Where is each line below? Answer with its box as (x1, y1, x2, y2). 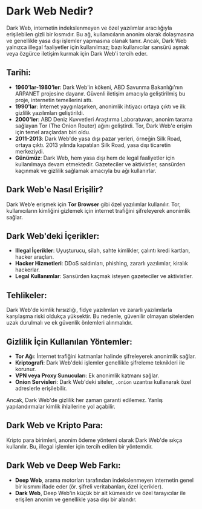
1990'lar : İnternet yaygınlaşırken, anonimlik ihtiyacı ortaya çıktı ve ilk (15, 103, 186, 110)
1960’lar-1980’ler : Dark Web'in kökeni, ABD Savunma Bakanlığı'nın (15, 83, 183, 91)
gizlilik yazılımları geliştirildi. (15, 109, 85, 116)
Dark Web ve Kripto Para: (6, 420, 103, 430)
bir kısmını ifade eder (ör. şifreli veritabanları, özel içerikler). (15, 482, 163, 490)
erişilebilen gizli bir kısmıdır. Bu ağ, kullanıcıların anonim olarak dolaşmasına (6, 30, 195, 37)
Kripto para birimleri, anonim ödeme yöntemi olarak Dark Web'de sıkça (6, 436, 183, 444)
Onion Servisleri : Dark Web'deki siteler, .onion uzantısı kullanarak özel (15, 378, 192, 385)
